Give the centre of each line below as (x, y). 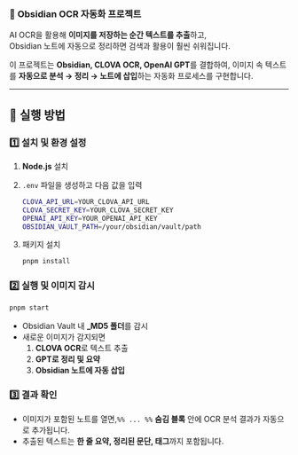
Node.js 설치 (45, 166)
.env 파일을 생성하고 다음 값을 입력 (82, 184)
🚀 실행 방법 (38, 115)
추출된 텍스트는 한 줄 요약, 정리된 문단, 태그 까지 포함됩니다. (123, 441)
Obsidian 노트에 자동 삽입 (80, 370)
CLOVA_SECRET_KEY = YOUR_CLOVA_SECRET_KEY (98, 210)
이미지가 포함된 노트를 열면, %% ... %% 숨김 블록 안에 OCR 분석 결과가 (141, 419)
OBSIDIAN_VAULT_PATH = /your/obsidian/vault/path (111, 227)
